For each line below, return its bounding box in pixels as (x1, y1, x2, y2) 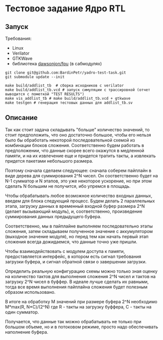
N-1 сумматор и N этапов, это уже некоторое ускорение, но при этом (5, 178, 152, 184)
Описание (5, 113, 38, 122)
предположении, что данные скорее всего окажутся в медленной (5, 147, 145, 153)
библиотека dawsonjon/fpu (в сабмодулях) (12, 61, 102, 66)
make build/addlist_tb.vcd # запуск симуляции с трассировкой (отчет (5, 87, 151, 92)
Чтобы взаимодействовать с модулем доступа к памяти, (5, 248, 125, 254)
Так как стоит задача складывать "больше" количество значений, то (5, 126, 150, 133)
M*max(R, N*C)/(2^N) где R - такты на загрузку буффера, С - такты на (5, 304, 152, 310)
